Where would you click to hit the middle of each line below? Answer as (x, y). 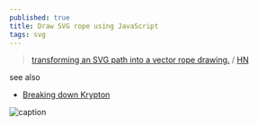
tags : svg (28, 34)
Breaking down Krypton (66, 94)
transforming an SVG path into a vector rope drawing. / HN (140, 60)
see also (25, 77)
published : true (40, 18)
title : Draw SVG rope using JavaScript (84, 26)
